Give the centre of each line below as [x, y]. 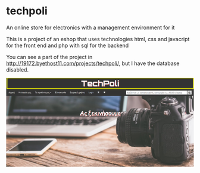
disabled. [17, 69]
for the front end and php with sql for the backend [68, 45]
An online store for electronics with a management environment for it [90, 27]
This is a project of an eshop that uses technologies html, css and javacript [98, 39]
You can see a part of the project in [49, 57]
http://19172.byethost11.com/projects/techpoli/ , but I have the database [93, 63]
